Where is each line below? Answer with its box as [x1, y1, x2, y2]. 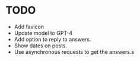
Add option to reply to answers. [14, 36, 91, 43]
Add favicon [14, 23, 44, 30]
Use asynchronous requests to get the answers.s [14, 48, 135, 55]
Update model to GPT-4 [14, 29, 73, 36]
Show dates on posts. [14, 42, 68, 49]
